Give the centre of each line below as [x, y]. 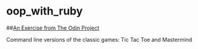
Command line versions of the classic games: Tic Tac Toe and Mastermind [99, 39]
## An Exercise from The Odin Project [53, 28]
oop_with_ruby [45, 11]
